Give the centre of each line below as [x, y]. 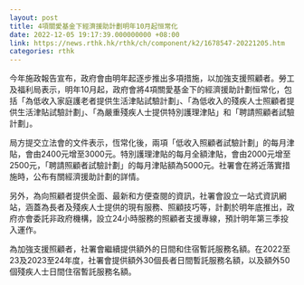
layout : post [34, 18]
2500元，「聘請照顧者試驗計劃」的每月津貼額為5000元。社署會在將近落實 [146, 166]
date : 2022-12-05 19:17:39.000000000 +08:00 [95, 34]
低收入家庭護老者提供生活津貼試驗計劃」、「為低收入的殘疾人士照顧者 [160, 101]
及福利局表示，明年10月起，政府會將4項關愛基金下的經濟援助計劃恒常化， [147, 90]
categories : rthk [42, 52]
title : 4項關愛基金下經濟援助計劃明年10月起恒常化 [94, 26]
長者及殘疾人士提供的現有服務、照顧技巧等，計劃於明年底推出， [167, 207]
